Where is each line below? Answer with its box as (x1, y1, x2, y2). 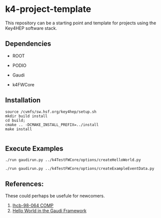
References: (5, 180, 44, 188)
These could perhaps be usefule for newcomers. (5, 193, 105, 199)
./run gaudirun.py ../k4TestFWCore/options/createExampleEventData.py (5, 166, 155, 171)
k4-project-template (5, 3, 91, 15)
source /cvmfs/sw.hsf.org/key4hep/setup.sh (5, 109, 97, 114)
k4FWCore (12, 81, 35, 87)
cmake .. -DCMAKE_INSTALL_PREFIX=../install (5, 122, 99, 127)
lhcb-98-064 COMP (12, 203, 54, 209)
